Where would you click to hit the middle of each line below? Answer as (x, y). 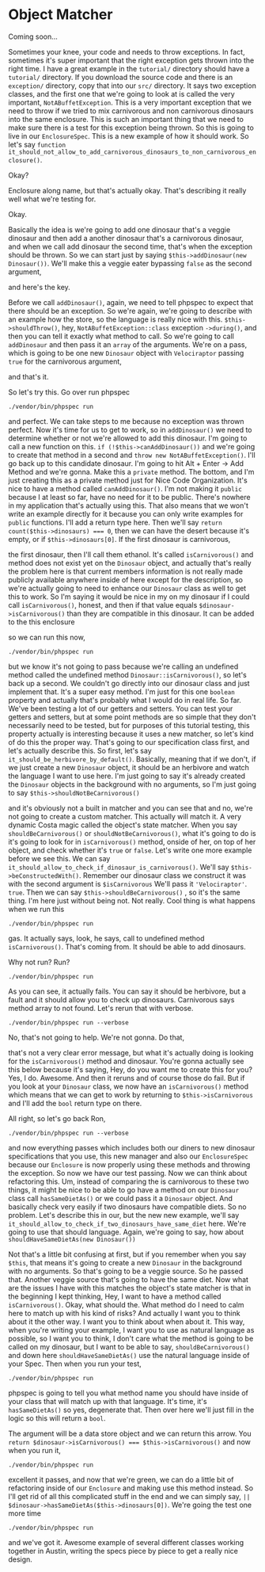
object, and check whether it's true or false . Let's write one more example (130, 850)
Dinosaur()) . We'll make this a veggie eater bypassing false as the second (130, 263)
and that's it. (28, 376)
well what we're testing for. (52, 199)
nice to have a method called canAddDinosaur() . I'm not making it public (125, 488)
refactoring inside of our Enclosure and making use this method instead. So (131, 1488)
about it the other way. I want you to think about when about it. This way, (127, 1322)
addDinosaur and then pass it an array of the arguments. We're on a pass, (128, 344)
